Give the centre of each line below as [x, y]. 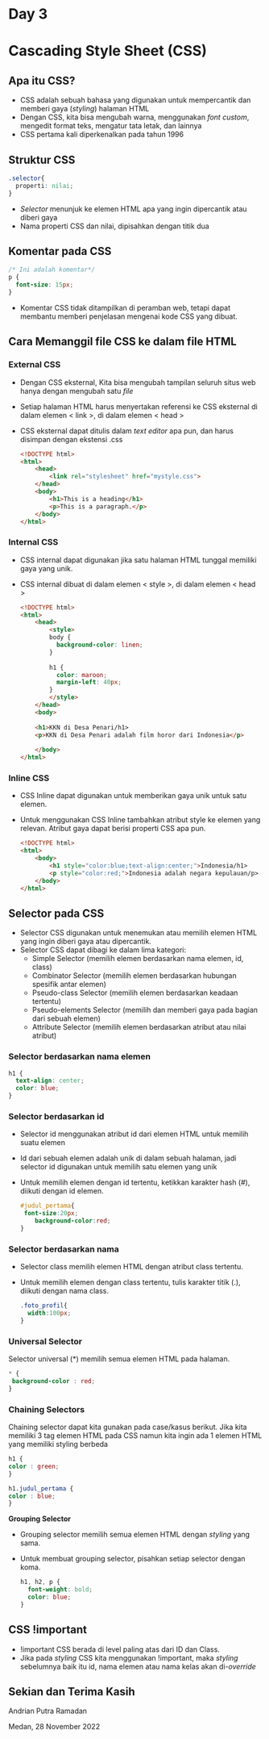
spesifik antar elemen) [69, 984]
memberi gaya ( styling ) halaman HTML [85, 109]
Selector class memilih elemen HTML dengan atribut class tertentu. [131, 1267]
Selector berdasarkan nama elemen [80, 1056]
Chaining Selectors [47, 1409]
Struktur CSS [42, 159]
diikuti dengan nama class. [64, 1291]
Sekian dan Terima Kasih [72, 1691]
